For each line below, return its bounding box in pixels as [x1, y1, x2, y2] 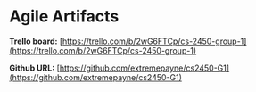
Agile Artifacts [9, 6, 120, 27]
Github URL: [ [9, 63, 61, 73]
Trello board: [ [9, 36, 63, 46]
